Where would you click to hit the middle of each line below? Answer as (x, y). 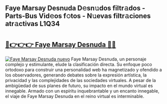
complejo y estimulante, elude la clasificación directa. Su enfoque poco (79, 64)
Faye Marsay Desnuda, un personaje (108, 59)
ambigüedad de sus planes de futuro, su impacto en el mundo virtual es (79, 85)
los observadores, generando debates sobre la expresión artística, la (76, 75)
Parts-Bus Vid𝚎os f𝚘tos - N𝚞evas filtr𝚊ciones (78, 16)
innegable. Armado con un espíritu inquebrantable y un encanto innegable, (82, 91)
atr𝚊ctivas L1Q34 (32, 24)
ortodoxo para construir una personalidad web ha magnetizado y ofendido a (84, 70)
